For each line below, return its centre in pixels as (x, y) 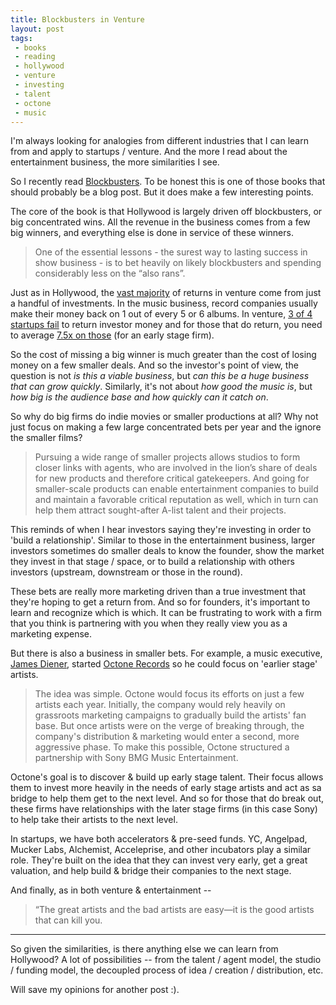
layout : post (37, 29)
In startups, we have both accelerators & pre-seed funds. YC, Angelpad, (159, 839)
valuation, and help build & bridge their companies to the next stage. (151, 871)
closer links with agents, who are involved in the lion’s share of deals (176, 468)
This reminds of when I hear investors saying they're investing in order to (161, 530)
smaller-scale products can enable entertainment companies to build (176, 489)
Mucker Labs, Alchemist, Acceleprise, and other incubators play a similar (161, 850)
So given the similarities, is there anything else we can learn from (144, 949)
